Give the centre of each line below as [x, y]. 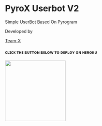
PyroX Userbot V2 [42, 8]
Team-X [13, 40]
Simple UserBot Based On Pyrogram [41, 22]
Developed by [19, 31]
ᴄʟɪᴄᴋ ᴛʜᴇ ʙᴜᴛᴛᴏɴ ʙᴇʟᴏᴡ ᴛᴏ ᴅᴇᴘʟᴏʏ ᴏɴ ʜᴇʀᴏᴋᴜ [51, 52]
